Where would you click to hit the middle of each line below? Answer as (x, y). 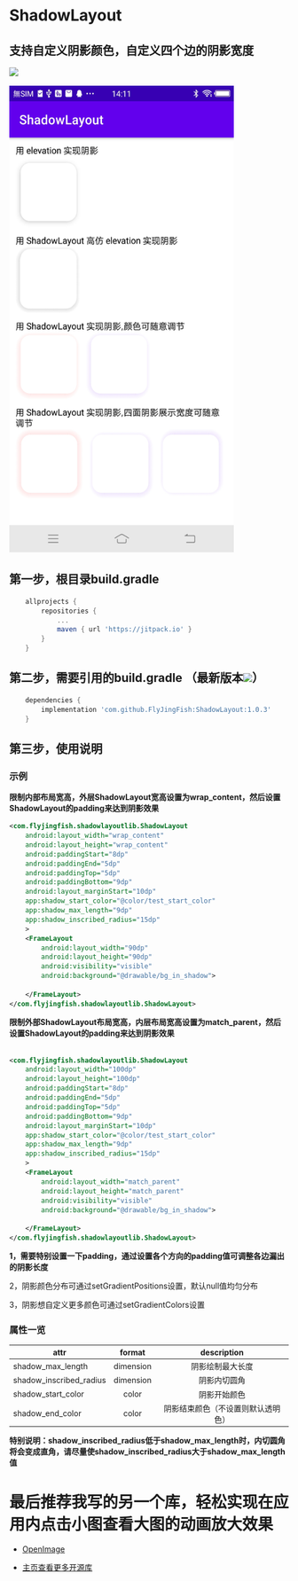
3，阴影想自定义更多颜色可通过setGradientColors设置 (107, 1305)
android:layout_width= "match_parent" (110, 1182)
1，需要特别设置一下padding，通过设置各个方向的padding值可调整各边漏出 (147, 1256)
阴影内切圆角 (222, 1381)
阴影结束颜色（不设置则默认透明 (222, 1408)
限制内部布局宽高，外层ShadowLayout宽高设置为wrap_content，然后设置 (145, 797)
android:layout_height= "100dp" (83, 1079)
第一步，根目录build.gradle (84, 579)
